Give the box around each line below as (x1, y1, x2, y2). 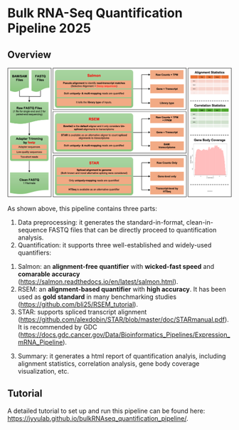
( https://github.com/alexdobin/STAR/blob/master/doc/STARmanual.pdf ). (17, 315, 229, 324)
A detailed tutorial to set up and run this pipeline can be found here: (7, 406, 206, 415)
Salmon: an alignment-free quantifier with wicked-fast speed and (17, 262, 215, 270)
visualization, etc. (17, 367, 70, 375)
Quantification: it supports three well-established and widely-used (17, 240, 212, 249)
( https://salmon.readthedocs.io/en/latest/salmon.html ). (17, 277, 179, 286)
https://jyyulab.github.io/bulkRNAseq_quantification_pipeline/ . (7, 414, 188, 422)
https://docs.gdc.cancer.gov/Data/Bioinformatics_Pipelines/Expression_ (20, 330, 230, 339)
